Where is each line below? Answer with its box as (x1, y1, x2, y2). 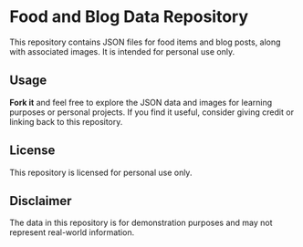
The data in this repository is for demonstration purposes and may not (9, 217, 273, 229)
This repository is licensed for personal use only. (9, 167, 193, 178)
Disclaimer (9, 193, 72, 209)
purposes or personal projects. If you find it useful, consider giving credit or (9, 107, 295, 118)
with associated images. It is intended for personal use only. (9, 46, 235, 57)
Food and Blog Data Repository (9, 6, 249, 27)
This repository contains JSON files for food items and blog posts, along (9, 36, 281, 47)
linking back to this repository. (9, 116, 123, 127)
